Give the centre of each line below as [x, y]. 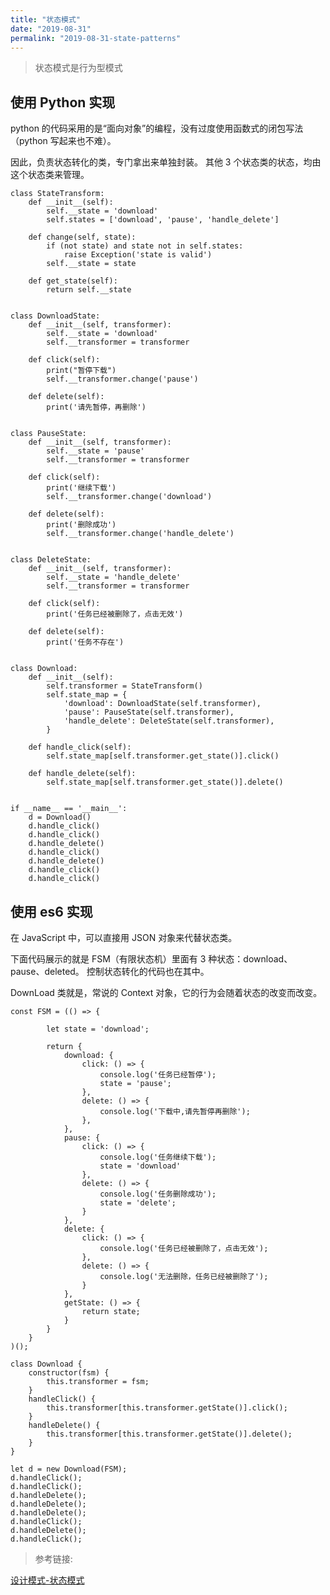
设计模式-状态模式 [47, 1580]
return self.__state [89, 290]
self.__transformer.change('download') [129, 497]
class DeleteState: [51, 560]
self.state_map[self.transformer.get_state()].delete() [165, 782]
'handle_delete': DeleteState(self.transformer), [169, 721]
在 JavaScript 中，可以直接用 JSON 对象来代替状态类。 [124, 937]
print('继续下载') [81, 488]
